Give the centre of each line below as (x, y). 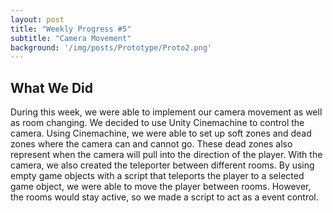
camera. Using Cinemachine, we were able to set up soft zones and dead (161, 133)
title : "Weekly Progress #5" (71, 29)
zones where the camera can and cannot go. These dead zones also (151, 144)
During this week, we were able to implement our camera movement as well (166, 112)
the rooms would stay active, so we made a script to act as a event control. (164, 197)
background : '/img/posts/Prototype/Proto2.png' (111, 47)
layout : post (37, 19)
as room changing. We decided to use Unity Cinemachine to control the (157, 123)
